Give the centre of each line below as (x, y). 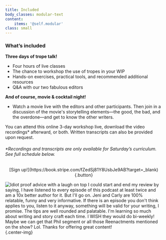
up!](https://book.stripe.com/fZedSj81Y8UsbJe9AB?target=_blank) (90, 169)
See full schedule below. (30, 154)
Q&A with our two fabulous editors (48, 87)
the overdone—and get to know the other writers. (63, 117)
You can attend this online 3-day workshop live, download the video (75, 127)
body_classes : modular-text (34, 14)
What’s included (25, 46)
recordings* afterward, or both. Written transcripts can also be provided (79, 132)
